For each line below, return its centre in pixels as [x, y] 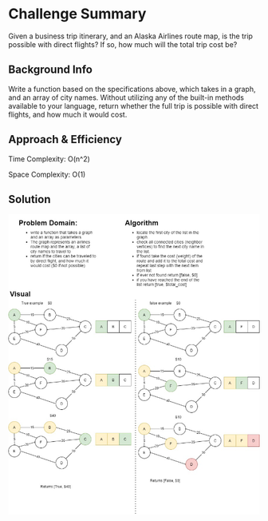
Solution [30, 199]
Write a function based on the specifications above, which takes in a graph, [132, 89]
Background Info [51, 70]
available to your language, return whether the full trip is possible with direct [134, 105]
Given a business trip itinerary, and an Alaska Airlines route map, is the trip [131, 36]
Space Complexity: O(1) [47, 174]
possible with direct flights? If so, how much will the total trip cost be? [123, 44]
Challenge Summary [77, 14]
